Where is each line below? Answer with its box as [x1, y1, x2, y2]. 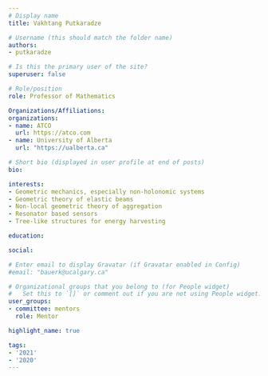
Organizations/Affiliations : [8, 106, 105, 114]
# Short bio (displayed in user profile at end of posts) [8, 158, 205, 166]
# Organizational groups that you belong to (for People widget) [8, 282, 230, 290]
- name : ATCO [8, 122, 52, 130]
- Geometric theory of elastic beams [8, 195, 134, 203]
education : [8, 232, 45, 240]
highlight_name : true [8, 326, 81, 334]
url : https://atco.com [15, 129, 91, 137]
